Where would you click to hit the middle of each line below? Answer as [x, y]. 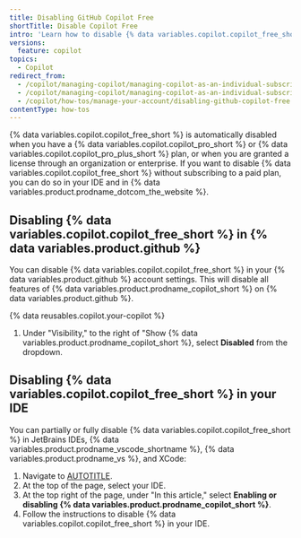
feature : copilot [50, 51]
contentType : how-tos [50, 109]
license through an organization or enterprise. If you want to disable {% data [150, 163]
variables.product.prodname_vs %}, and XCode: [98, 458]
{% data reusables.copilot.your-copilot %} [87, 316]
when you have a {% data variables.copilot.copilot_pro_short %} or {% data [149, 144]
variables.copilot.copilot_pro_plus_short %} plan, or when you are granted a [149, 154]
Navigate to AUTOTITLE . [67, 475]
